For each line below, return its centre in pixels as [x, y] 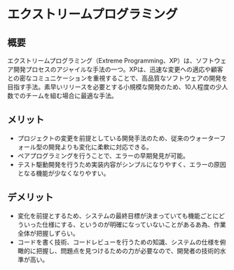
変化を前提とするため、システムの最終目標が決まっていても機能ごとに [118, 215]
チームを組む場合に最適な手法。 [71, 96]
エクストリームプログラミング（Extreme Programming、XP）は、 [102, 61]
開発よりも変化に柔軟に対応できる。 [100, 147]
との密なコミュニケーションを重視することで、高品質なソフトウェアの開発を [117, 78]
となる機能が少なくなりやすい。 [63, 173]
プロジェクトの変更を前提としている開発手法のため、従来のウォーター [118, 138]
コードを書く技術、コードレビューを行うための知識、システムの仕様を [119, 242]
